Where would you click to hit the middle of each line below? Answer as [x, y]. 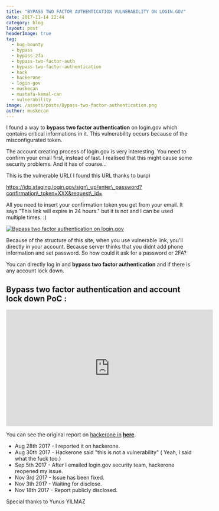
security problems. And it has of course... [56, 164]
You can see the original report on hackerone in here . [71, 435]
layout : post [22, 28]
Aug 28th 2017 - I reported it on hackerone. [67, 446]
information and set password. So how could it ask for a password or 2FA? [97, 253]
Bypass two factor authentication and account [93, 289]
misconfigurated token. [35, 140]
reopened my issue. [39, 471]
